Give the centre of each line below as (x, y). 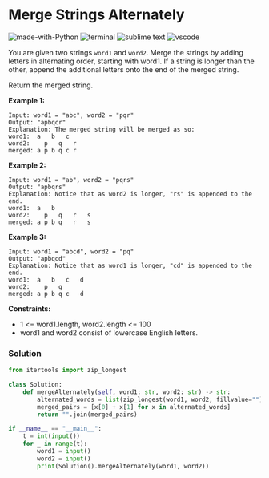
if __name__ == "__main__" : (55, 429)
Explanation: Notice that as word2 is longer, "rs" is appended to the (130, 194)
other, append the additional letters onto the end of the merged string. (124, 69)
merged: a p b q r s (50, 222)
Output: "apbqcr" (37, 122)
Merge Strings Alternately (96, 15)
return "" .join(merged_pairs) (87, 415)
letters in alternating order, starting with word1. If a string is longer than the (131, 61)
